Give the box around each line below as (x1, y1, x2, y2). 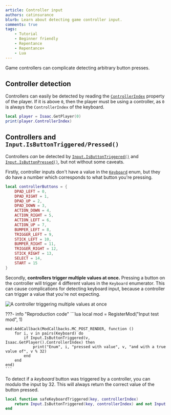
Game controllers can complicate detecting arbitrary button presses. (5, 65, 150, 71)
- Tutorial (14, 31, 38, 36)
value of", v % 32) (5, 349, 47, 354)
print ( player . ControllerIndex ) (5, 119, 72, 124)
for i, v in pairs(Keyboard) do (14, 331, 83, 336)
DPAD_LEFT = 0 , (14, 188, 47, 194)
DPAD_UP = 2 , (14, 198, 42, 203)
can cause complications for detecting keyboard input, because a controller (5, 286, 165, 292)
